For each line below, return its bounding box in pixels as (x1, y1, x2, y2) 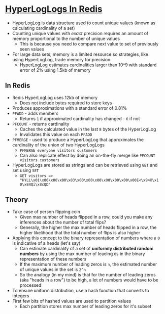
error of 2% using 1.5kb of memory (19, 67, 91, 73)
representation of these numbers (19, 256, 87, 262)
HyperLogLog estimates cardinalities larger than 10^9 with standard (19, 62, 157, 68)
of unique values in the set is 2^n (19, 266, 86, 272)
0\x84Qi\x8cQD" (19, 182, 51, 187)
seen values (19, 46, 44, 52)
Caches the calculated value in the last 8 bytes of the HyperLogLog (19, 126, 156, 132)
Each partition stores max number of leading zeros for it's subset (19, 303, 152, 309)
